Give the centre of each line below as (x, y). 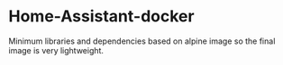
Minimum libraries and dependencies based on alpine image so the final (142, 41)
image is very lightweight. (56, 50)
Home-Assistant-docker (101, 16)
